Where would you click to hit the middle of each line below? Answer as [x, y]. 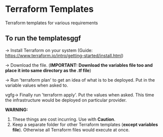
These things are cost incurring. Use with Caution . [64, 119]
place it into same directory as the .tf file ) [48, 70]
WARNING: [17, 109]
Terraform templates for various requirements [52, 23]
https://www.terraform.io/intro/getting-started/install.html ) [64, 55]
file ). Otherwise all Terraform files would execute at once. [71, 130]
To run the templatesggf [43, 38]
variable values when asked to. [37, 85]
